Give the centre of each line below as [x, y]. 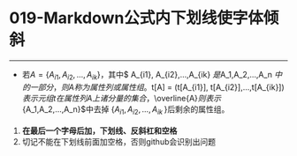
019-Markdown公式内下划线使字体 [136, 18]
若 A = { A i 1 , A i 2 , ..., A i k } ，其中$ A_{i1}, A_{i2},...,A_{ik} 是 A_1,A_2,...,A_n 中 [152, 75]
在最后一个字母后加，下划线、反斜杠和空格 [99, 130]
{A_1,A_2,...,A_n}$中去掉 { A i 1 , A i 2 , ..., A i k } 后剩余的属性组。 [126, 110]
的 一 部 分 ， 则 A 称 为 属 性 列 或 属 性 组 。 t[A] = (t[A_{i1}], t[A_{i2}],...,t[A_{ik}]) [153, 87]
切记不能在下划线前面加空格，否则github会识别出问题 [119, 141]
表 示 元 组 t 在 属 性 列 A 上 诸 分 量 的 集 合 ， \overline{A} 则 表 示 [122, 98]
